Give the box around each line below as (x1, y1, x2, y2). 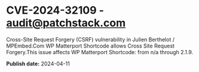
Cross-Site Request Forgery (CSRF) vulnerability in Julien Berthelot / (6, 36, 175, 43)
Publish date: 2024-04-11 (6, 60, 70, 67)
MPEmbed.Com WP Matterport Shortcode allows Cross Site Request (6, 42, 175, 49)
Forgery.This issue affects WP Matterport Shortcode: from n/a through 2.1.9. (6, 48, 194, 55)
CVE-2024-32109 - (6, 4, 105, 17)
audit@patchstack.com (6, 16, 126, 30)
